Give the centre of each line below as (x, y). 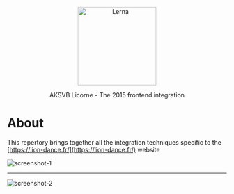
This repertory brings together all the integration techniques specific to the (114, 142)
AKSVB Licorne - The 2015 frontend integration (117, 95)
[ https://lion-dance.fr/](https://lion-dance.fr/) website (84, 149)
